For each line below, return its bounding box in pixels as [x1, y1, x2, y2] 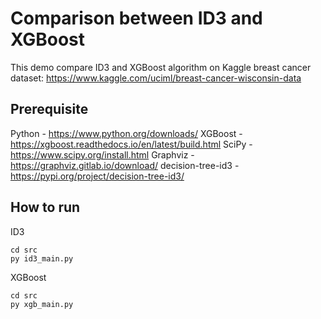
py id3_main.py [10, 253, 74, 264]
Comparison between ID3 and [10, 7, 263, 30]
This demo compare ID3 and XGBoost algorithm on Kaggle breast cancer [10, 61, 312, 73]
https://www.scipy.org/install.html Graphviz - [10, 148, 195, 161]
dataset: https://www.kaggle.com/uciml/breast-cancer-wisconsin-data [10, 72, 302, 84]
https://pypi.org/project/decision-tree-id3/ [10, 170, 185, 182]
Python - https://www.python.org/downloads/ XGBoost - [10, 127, 243, 139]
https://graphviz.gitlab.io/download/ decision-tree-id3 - [10, 159, 240, 171]
